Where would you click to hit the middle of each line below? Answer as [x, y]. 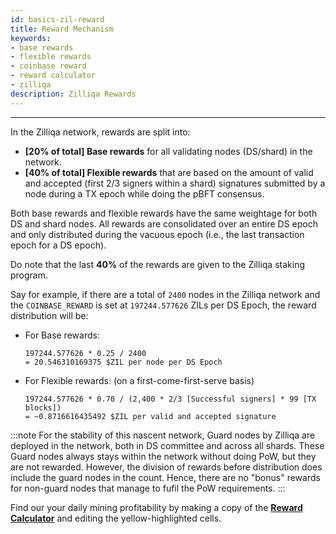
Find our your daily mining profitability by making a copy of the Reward [156, 507]
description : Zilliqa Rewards [73, 94]
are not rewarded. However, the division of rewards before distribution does [166, 467]
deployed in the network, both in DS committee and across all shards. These [167, 445]
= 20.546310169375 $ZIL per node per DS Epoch [123, 362]
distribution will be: [49, 315]
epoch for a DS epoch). [58, 245]
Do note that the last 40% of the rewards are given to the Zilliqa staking [157, 264]
